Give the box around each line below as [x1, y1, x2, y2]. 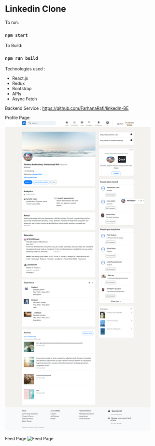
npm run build [5, 56, 38, 61]
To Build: [5, 43, 23, 49]
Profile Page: [5, 115, 31, 120]
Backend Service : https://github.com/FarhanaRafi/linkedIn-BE [5, 105, 129, 111]
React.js [12, 75, 28, 81]
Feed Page [5, 435, 27, 441]
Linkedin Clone [5, 3, 67, 15]
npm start [5, 33, 28, 38]
